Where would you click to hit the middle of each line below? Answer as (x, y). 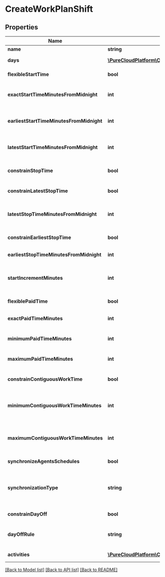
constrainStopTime (30, 170)
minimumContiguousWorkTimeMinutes (55, 406)
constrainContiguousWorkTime (45, 379)
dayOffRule (21, 534)
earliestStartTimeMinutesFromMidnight (55, 121)
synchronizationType (33, 488)
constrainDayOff (27, 514)
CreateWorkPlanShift (49, 9)
